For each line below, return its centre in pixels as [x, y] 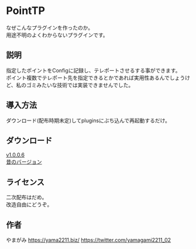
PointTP [26, 11]
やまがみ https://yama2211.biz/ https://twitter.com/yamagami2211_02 [89, 240]
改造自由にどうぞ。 [29, 205]
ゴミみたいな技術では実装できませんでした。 [80, 85]
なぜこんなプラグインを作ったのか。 [50, 27]
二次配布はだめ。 [27, 198]
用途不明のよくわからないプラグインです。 [57, 35]
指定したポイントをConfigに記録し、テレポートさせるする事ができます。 [93, 70]
